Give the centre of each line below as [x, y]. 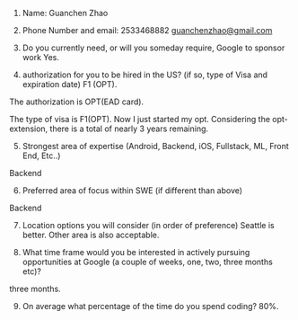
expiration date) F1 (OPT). [70, 84]
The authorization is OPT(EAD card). [77, 102]
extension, [29, 129]
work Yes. [41, 57]
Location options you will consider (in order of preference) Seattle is [149, 225]
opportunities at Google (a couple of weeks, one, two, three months [148, 262]
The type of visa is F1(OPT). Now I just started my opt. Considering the [140, 119]
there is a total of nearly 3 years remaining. [129, 129]
